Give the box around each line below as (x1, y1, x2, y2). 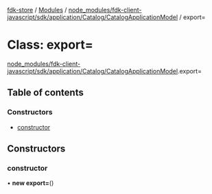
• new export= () (7, 179, 54, 187)
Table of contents (7, 87, 84, 99)
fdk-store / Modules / (7, 6, 67, 14)
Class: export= (7, 37, 94, 53)
